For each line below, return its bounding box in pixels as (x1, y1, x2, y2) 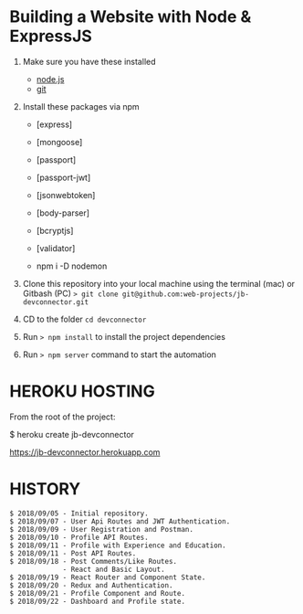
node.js (36, 73, 65, 84)
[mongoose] (36, 136, 83, 147)
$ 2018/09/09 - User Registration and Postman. (9, 524, 194, 534)
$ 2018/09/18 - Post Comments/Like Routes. (9, 556, 178, 566)
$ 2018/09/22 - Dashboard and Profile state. (9, 597, 185, 606)
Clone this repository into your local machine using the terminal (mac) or (22, 278, 295, 289)
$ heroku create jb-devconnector (9, 429, 135, 439)
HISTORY (9, 479, 81, 500)
